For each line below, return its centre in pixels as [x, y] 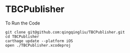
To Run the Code [23, 23]
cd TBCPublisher [22, 36]
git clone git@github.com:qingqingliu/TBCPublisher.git [65, 32]
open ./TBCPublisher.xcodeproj [38, 45]
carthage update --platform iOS [39, 41]
